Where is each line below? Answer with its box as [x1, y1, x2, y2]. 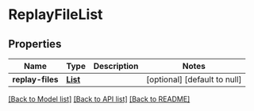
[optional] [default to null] [146, 74, 242, 85]
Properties [8, 37, 62, 51]
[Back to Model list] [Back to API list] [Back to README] [8, 94, 190, 104]
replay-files [12, 74, 59, 85]
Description [93, 61, 139, 71]
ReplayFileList [8, 6, 103, 24]
